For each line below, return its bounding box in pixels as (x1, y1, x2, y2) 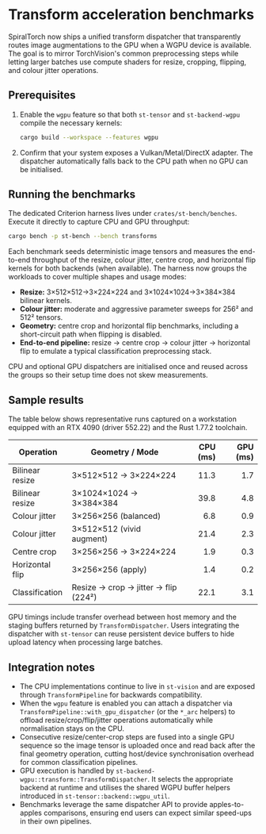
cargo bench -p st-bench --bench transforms (8, 233, 158, 240)
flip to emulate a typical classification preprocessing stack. (19, 347, 212, 356)
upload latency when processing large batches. (8, 637, 163, 648)
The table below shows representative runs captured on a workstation (8, 414, 237, 424)
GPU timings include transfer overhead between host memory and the (8, 613, 237, 622)
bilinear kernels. (19, 296, 73, 306)
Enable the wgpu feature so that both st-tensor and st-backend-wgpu (19, 110, 241, 119)
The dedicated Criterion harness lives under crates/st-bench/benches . (8, 209, 237, 218)
